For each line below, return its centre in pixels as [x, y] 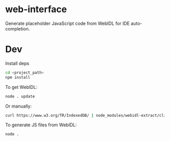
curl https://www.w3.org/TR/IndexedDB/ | [50, 115]
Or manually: [18, 106]
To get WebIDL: [22, 87]
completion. [18, 28]
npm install [18, 77]
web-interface [36, 9]
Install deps [17, 63]
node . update [20, 96]
